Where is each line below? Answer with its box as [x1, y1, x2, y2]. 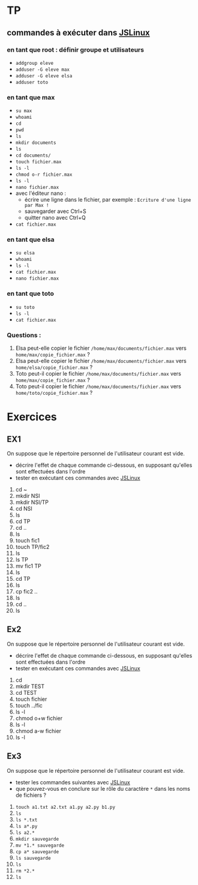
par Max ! [24, 202, 50, 209]
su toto [15, 304, 35, 310]
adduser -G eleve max [15, 67, 70, 73]
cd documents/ [15, 152, 51, 159]
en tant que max [7, 93, 55, 101]
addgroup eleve [15, 60, 54, 66]
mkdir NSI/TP [15, 499, 49, 506]
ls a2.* [15, 829, 35, 836]
